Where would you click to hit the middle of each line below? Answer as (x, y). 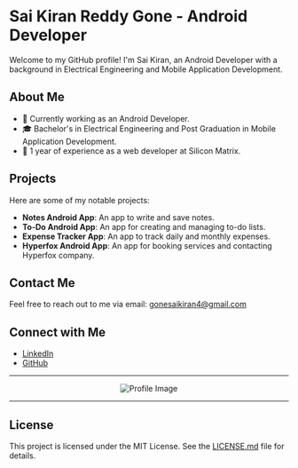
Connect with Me (58, 332)
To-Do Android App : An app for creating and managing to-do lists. (144, 226)
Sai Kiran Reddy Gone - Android (129, 16)
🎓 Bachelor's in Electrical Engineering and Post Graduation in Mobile (149, 128)
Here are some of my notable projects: (79, 200)
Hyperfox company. (58, 255)
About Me (37, 97)
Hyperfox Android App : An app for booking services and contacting (147, 245)
